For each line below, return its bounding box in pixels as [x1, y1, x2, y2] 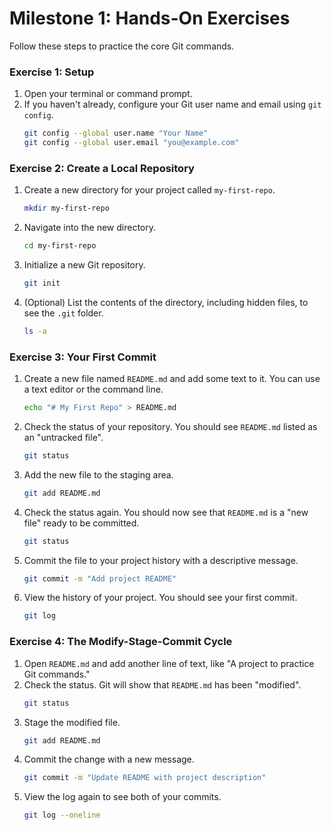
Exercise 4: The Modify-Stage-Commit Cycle [9, 635, 233, 649]
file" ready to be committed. [23, 517, 140, 529]
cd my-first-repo [23, 241, 97, 251]
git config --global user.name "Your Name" [23, 128, 209, 139]
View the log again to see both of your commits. [23, 791, 222, 803]
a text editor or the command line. [23, 383, 164, 396]
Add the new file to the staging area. [23, 468, 174, 481]
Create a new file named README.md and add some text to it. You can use [23, 373, 321, 385]
